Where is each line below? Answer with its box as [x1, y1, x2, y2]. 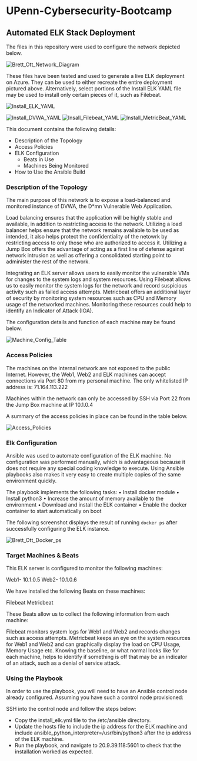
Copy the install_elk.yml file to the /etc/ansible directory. [14, 717, 151, 724]
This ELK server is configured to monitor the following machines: [6, 565, 163, 572]
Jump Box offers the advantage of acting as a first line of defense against [6, 246, 184, 253]
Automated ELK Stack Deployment [6, 28, 135, 38]
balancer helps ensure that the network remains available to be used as [6, 227, 179, 234]
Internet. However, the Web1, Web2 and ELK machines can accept [6, 371, 166, 378]
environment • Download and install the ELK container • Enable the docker [6, 501, 187, 508]
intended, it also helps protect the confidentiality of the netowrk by [6, 233, 168, 240]
